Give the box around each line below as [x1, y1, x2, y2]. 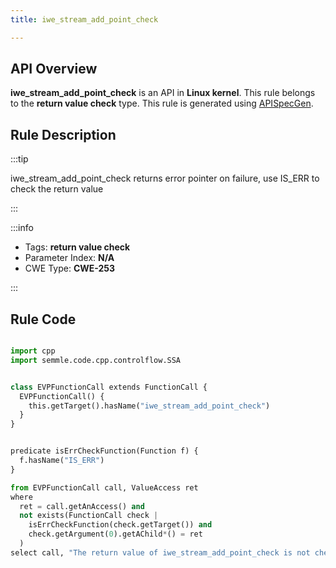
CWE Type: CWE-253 [24, 262, 116, 275]
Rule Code [10, 311, 77, 328]
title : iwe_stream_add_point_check [10, 14, 159, 25]
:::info [10, 222, 34, 234]
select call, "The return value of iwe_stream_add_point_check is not [10, 547, 311, 558]
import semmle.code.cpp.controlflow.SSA [10, 355, 182, 365]
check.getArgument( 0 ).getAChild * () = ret [28, 529, 203, 540]
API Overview [10, 61, 98, 78]
